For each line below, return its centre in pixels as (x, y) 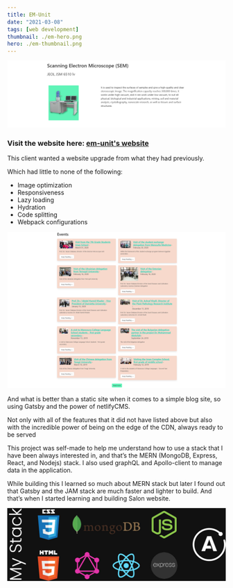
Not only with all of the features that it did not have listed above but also (110, 419)
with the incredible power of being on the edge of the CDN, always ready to (115, 427)
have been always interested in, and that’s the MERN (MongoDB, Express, (112, 455)
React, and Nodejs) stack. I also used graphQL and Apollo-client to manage (115, 462)
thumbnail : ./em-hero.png (44, 37)
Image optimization (45, 185)
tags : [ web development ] (43, 29)
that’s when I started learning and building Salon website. (89, 498)
